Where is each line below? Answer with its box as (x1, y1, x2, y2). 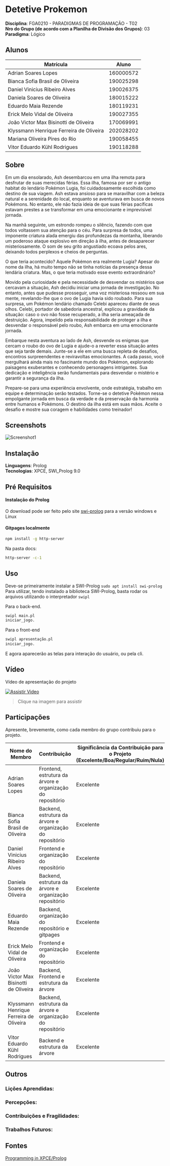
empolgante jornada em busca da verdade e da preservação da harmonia (5, 395, 159, 401)
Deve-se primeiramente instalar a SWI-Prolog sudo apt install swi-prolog (5, 583, 163, 589)
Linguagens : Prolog (5, 463, 47, 469)
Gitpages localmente (5, 525, 50, 531)
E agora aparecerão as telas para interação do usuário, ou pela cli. (5, 651, 144, 657)
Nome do (10, 747, 32, 754)
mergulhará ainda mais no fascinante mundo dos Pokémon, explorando (5, 359, 154, 365)
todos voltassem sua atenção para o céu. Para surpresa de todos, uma (5, 227, 153, 233)
